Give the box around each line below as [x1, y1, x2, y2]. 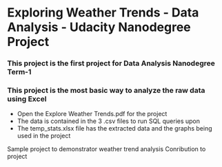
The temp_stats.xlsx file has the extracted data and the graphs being [17, 124, 212, 133]
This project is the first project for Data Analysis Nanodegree [7, 58, 215, 68]
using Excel [7, 94, 47, 104]
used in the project [17, 132, 71, 140]
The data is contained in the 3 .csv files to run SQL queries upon [17, 117, 201, 125]
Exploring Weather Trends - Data [7, 5, 199, 21]
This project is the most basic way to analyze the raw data [7, 86, 205, 96]
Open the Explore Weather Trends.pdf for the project [17, 110, 168, 118]
